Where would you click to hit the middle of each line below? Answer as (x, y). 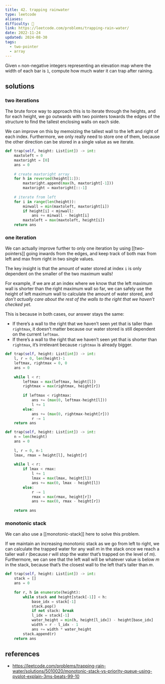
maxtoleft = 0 (28, 156)
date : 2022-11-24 (23, 33)
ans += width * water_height (62, 629)
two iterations (22, 100)
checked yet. (18, 305)
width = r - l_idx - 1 (55, 625)
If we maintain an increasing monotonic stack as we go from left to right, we (82, 544)
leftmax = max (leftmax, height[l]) (60, 382)
